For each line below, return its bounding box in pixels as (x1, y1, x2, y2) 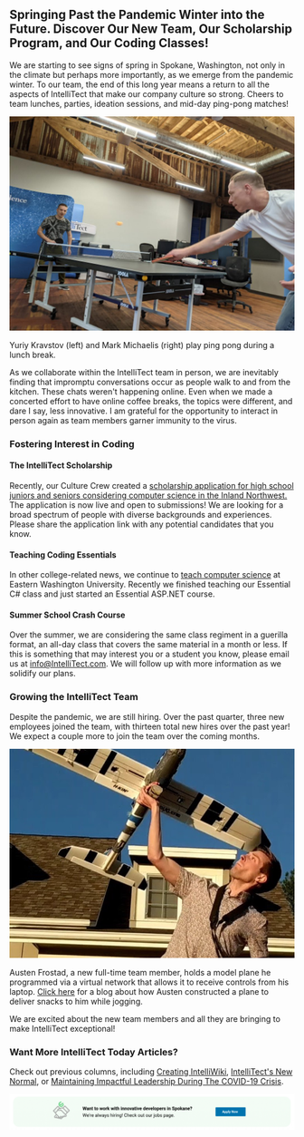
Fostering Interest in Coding (9, 437, 135, 450)
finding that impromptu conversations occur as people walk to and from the (9, 376, 291, 387)
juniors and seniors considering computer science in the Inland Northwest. (9, 490, 288, 500)
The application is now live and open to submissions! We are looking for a (9, 499, 284, 510)
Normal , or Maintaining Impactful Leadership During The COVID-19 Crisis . (9, 1076, 284, 1087)
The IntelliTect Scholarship (9, 460, 113, 471)
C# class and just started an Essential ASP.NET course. (9, 588, 215, 599)
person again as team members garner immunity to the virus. (9, 414, 237, 425)
